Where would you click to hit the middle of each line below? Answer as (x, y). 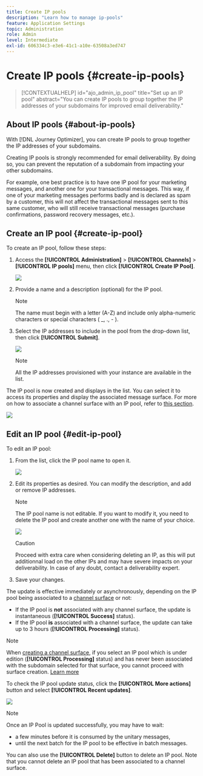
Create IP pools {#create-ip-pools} (95, 76)
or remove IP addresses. (45, 490)
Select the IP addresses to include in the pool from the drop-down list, (103, 331)
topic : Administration (35, 29)
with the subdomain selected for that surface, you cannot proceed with (95, 665)
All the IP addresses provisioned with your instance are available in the (103, 373)
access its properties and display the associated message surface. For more (101, 397)
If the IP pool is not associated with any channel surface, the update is (103, 610)
